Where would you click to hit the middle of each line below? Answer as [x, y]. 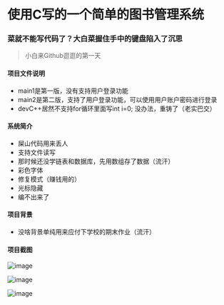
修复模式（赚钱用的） [49, 179]
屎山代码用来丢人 [43, 143]
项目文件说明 [26, 74]
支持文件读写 [36, 152]
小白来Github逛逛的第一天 [63, 56]
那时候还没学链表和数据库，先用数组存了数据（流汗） [96, 161]
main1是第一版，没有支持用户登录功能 [73, 91]
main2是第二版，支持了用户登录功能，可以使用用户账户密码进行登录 [117, 99]
